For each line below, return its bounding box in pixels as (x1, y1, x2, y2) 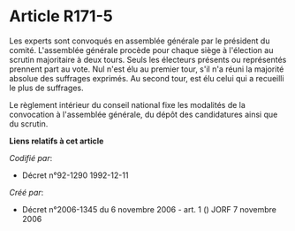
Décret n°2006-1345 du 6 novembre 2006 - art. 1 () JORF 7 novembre (21, 204, 276, 214)
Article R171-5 (9, 6, 113, 27)
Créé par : (9, 187, 44, 197)
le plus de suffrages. (9, 82, 84, 93)
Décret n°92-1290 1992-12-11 (21, 170, 129, 181)
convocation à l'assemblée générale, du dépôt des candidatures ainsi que (9, 109, 278, 119)
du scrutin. (9, 118, 49, 129)
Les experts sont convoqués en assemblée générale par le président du (9, 35, 270, 46)
